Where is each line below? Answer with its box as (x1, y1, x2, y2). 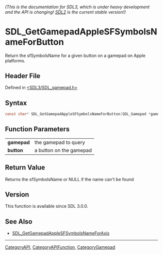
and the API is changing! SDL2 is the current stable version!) (5, 9, 126, 15)
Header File (5, 72, 41, 80)
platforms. (5, 57, 26, 63)
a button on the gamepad (34, 146, 92, 153)
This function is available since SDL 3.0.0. (5, 203, 88, 209)
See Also (5, 217, 33, 226)
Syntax (5, 99, 27, 107)
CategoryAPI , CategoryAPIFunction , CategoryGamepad (5, 244, 115, 250)
